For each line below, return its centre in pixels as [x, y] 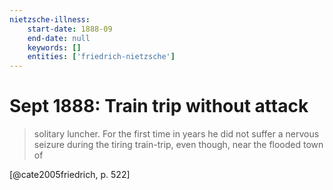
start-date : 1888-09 [70, 29]
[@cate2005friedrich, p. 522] [70, 175]
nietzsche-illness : [50, 19]
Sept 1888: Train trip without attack [159, 106]
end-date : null [59, 38]
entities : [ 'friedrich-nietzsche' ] [101, 57]
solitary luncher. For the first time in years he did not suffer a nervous [176, 134]
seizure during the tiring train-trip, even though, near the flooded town [178, 145]
